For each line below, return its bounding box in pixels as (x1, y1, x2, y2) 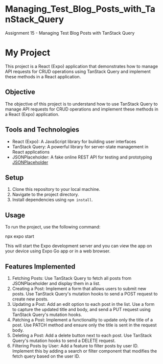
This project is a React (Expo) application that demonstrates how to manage (5, 63, 158, 69)
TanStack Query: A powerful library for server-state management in (12, 143, 148, 150)
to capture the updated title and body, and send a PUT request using (12, 306, 151, 312)
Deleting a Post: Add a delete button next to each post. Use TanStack (12, 332, 152, 338)
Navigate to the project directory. (12, 192, 79, 198)
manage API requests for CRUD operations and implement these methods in (5, 106, 159, 112)
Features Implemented (5, 262, 76, 271)
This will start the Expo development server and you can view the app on (5, 243, 152, 249)
